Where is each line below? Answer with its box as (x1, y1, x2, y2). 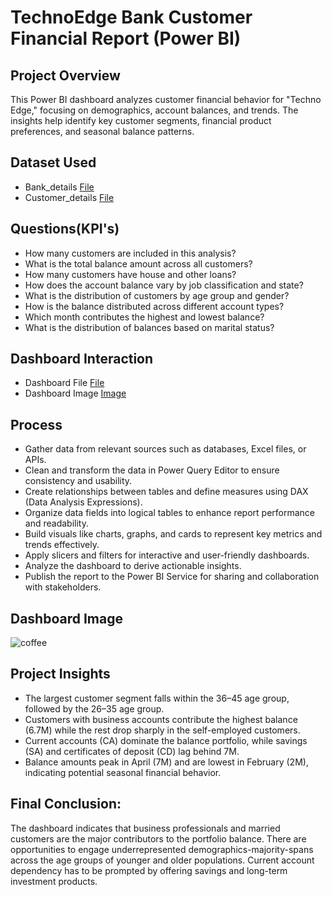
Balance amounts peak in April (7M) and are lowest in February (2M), (24, 756, 309, 768)
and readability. (24, 517, 89, 530)
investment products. (10, 875, 98, 887)
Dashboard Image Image (24, 387, 127, 400)
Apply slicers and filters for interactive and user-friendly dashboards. (24, 549, 310, 561)
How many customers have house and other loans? (24, 268, 237, 280)
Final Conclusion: (10, 796, 122, 813)
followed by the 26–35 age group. (24, 702, 165, 715)
